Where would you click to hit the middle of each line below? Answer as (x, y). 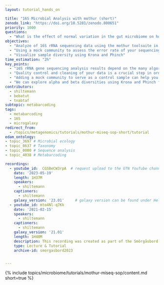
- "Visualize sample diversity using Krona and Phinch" (67, 55)
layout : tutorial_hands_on (32, 10)
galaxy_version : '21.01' (39, 232)
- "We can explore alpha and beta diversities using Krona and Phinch (83, 82)
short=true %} (20, 278)
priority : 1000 (20, 27)
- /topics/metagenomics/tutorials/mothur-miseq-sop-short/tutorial (80, 132)
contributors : (20, 87)
